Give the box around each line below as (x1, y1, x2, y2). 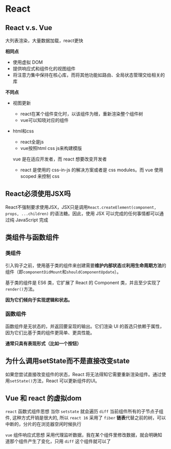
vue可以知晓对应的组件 (20, 117, 69, 123)
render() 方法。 (5, 286, 37, 292)
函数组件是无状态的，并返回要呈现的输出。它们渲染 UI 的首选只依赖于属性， (5, 323, 165, 329)
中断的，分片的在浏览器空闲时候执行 (5, 421, 82, 427)
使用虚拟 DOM (12, 59, 43, 65)
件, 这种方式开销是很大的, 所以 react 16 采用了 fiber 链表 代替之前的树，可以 (5, 415, 166, 421)
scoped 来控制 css (20, 173, 60, 179)
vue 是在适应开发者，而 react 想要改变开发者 (12, 156, 107, 162)
